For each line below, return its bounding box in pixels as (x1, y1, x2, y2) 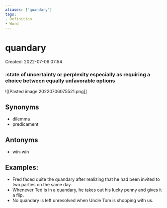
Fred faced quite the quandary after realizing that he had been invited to (12, 176, 160, 182)
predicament (12, 121, 39, 127)
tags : (5, 12, 16, 17)
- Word (5, 21, 19, 26)
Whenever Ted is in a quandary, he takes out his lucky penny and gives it (12, 187, 162, 193)
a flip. (12, 192, 24, 198)
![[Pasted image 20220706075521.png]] (5, 89, 87, 95)
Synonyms (5, 103, 39, 111)
